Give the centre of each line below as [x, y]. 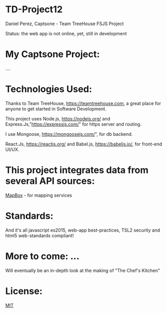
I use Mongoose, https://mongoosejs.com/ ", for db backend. [69, 134]
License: [24, 291]
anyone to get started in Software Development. [56, 109]
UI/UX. [12, 149]
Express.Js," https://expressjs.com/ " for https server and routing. [74, 124]
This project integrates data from [77, 170]
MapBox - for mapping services [39, 195]
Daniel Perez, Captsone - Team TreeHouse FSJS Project [65, 24]
